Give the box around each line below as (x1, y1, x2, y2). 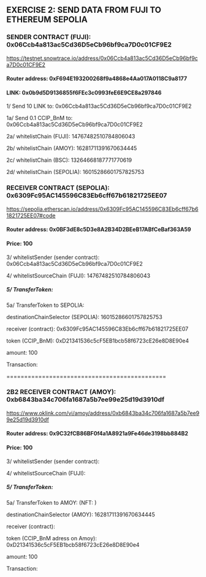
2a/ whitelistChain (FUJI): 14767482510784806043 (6, 133, 135, 140)
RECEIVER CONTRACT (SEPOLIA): (6, 184, 110, 192)
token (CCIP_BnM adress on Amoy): (6, 534, 97, 541)
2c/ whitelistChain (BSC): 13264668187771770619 (6, 156, 132, 164)
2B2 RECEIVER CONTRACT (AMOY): (6, 388, 116, 396)
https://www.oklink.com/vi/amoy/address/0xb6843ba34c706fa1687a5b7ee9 (6, 409, 200, 417)
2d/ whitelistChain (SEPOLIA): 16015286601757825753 (6, 168, 145, 176)
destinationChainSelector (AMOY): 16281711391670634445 (6, 511, 155, 518)
